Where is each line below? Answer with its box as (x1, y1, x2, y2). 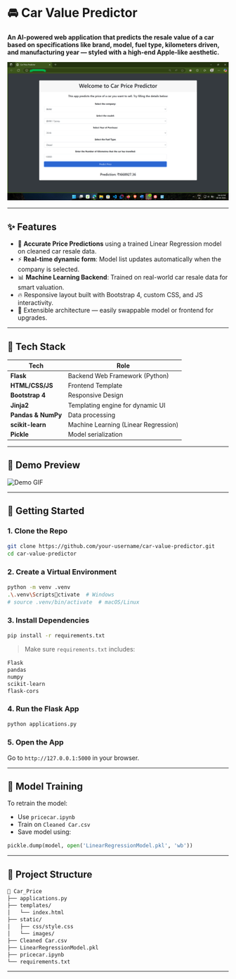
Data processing (67, 411, 116, 419)
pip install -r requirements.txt (7, 632, 105, 640)
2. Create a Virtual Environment (7, 567, 117, 577)
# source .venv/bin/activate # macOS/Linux (7, 599, 140, 606)
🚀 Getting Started (7, 505, 85, 517)
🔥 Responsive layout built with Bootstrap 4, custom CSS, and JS (17, 291, 203, 299)
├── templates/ (7, 902, 52, 909)
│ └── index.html (7, 909, 65, 916)
